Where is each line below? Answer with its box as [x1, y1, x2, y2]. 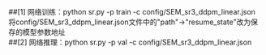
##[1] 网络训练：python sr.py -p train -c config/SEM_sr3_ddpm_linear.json [8, 7, 255, 16]
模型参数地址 [22, 27, 66, 36]
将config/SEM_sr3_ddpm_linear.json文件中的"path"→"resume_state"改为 [8, 17, 251, 27]
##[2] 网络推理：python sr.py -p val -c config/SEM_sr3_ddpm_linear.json [8, 37, 252, 47]
